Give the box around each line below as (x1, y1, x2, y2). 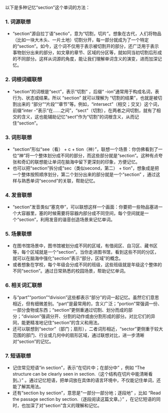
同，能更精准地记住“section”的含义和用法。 (12, 319, 102, 325)
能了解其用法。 (12, 384, 44, 390)
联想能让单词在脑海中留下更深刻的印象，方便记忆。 (34, 158, 140, 165)
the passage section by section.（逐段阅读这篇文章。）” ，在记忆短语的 (12, 396, 156, 402)
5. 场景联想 (5, 230, 32, 238)
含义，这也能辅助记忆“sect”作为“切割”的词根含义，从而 (21, 113, 135, 120)
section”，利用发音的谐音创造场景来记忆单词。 (19, 216, 115, 223)
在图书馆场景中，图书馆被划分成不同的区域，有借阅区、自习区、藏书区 (12, 243, 158, 249)
